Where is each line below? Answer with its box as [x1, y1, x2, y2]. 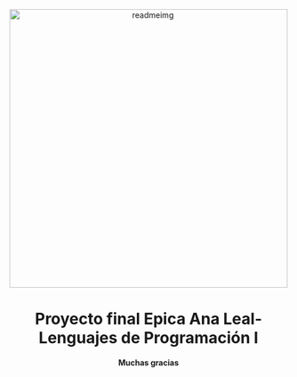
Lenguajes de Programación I [38, 328, 259, 348]
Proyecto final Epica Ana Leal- [34, 309, 263, 329]
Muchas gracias [117, 357, 180, 368]
